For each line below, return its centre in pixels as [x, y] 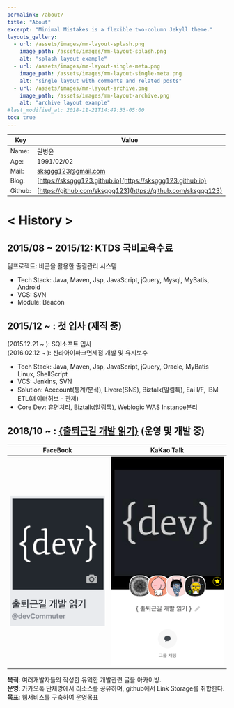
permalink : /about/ [36, 15]
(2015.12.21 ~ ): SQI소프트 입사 [49, 344]
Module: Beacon [41, 302]
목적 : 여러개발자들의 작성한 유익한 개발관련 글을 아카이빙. [84, 680]
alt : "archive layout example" [65, 103]
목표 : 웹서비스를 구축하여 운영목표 [53, 698]
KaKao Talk [167, 450]
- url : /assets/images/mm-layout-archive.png [81, 88]
